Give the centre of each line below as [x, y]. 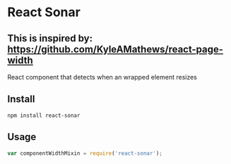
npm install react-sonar [44, 115]
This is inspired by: [50, 38]
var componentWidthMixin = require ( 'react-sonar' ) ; [85, 153]
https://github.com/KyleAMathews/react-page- [115, 49]
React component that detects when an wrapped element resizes [102, 77]
